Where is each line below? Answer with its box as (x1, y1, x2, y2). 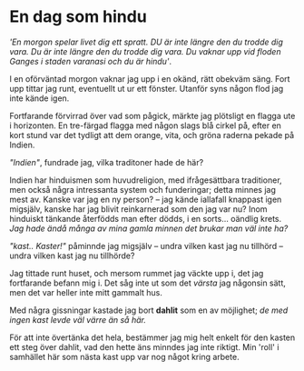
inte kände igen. (9, 93, 70, 104)
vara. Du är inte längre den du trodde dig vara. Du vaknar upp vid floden (9, 45, 281, 56)
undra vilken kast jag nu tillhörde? (9, 250, 135, 261)
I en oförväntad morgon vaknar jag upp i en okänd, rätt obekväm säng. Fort (9, 73, 290, 84)
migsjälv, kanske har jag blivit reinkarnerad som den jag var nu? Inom (9, 203, 268, 215)
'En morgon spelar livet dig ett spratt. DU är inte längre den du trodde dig (9, 36, 284, 47)
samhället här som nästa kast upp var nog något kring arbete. (9, 351, 240, 362)
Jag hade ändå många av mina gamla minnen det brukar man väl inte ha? (9, 223, 289, 234)
